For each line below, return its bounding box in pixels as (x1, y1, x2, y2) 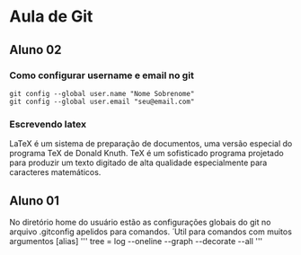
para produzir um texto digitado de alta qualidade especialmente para (9, 157, 268, 168)
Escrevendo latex (9, 118, 87, 130)
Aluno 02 (9, 42, 62, 57)
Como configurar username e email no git (9, 69, 195, 82)
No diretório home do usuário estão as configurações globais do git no (9, 216, 271, 227)
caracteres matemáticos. (9, 167, 102, 178)
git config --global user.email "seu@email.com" (9, 97, 195, 106)
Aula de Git (9, 6, 93, 27)
